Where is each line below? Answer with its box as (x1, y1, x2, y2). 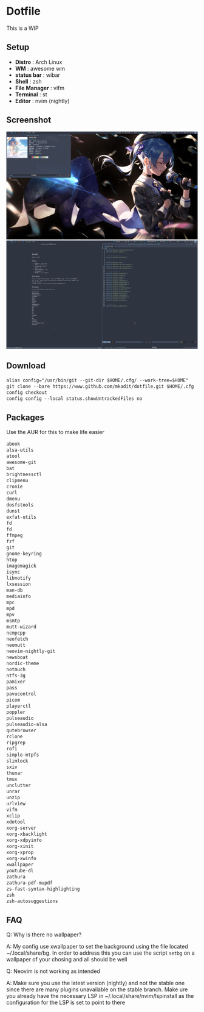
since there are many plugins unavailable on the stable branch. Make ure (6, 986, 188, 993)
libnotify (6, 575, 32, 582)
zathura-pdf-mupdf (6, 880, 53, 886)
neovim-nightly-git (6, 648, 56, 655)
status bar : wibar (15, 71, 61, 79)
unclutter (6, 782, 32, 789)
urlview (6, 800, 26, 807)
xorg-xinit (6, 843, 34, 850)
